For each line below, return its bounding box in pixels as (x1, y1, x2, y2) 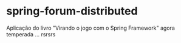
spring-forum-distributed (6, 4, 138, 18)
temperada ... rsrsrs (6, 30, 56, 38)
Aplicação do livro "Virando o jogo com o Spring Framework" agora (6, 24, 175, 31)
